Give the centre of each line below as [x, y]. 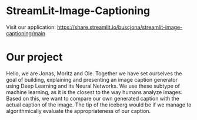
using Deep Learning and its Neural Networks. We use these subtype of [93, 86]
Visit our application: [31, 27]
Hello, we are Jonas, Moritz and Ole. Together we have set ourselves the [94, 73]
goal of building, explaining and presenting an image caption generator [92, 79]
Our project [34, 57]
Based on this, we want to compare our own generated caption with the [93, 98]
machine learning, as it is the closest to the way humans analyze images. [94, 92]
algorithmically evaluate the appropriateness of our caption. [79, 111]
